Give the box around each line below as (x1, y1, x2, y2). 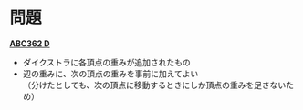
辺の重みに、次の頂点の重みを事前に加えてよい (22, 68, 199, 79)
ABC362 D (9, 37, 50, 49)
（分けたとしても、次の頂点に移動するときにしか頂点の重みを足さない (22, 79, 287, 90)
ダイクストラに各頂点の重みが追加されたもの (22, 56, 192, 67)
